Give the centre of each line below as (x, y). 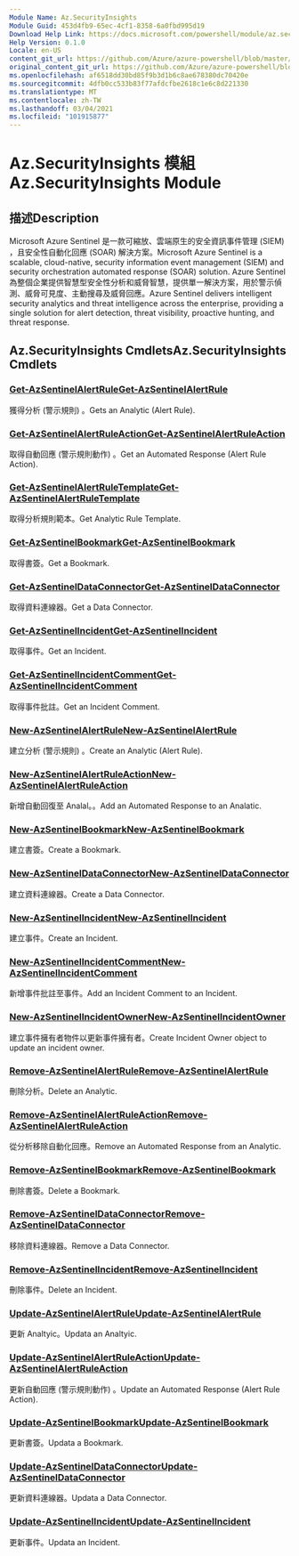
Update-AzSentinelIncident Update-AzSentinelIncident (130, 1521)
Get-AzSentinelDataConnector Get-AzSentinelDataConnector (145, 587)
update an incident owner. (57, 1048)
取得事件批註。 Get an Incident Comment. (85, 706)
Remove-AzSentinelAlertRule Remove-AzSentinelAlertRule (139, 1071)
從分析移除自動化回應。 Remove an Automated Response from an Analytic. (145, 1147)
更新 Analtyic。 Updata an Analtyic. (73, 1334)
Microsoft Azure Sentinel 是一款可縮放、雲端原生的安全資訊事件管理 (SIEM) (147, 241)
